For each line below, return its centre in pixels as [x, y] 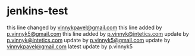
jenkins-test [37, 11]
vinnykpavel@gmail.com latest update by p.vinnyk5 [70, 46]
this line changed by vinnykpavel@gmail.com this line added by [84, 27]
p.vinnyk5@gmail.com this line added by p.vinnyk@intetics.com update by [98, 33]
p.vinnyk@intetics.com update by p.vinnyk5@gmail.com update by [89, 40]
